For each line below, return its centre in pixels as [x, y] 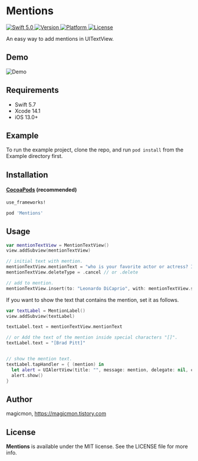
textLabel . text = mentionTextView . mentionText [64, 327]
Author [19, 399]
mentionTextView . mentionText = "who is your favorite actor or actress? [97, 267]
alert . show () [27, 375]
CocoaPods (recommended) [42, 190]
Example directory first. [34, 156]
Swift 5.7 [25, 104]
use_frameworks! [26, 202]
